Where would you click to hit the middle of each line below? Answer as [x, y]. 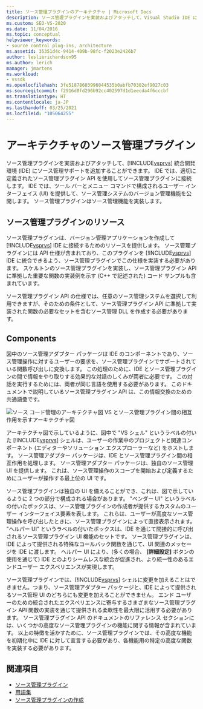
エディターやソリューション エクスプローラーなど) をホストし [112, 448]
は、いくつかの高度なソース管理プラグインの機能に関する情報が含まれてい [99, 625]
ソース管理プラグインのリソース [66, 222]
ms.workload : [23, 74]
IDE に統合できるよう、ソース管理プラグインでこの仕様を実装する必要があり [101, 261]
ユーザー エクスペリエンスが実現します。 [67, 566]
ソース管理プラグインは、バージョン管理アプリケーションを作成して [91, 238]
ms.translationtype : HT [36, 96]
